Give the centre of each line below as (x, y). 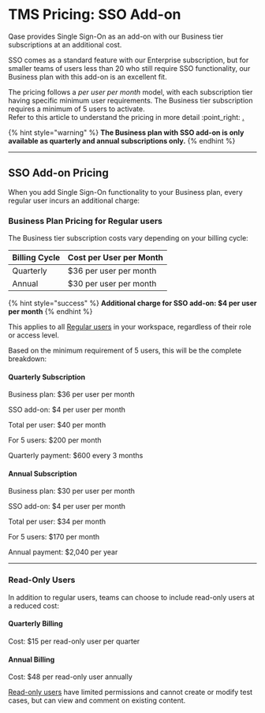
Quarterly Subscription (47, 377)
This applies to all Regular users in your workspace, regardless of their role (130, 327)
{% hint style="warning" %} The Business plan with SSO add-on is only (126, 133)
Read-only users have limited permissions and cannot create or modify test (131, 692)
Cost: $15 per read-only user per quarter (74, 641)
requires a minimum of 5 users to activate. (77, 109)
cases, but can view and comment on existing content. (97, 700)
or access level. (34, 335)
